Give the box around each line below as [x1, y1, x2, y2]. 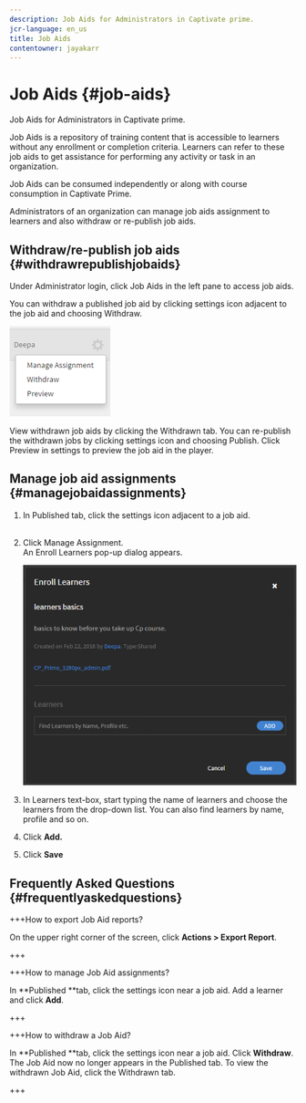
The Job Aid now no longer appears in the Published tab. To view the [9, 1057, 269, 1068]
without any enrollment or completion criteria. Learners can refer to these [9, 141, 285, 152]
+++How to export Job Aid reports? [9, 914, 144, 925]
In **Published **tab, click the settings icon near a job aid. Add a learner [9, 985, 284, 996]
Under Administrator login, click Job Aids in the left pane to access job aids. [9, 281, 294, 291]
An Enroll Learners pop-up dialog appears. [22, 546, 183, 557]
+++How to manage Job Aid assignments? [9, 967, 170, 978]
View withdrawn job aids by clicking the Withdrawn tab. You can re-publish [9, 425, 291, 436]
